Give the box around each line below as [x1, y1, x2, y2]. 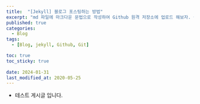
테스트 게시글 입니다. [14, 92, 63, 99]
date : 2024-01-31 [6, 69, 49, 75]
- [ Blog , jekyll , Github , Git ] [11, 42, 89, 48]
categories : [6, 25, 36, 31]
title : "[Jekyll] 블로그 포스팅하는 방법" [6, 8, 103, 15]
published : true [6, 20, 46, 26]
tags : [6, 36, 20, 42]
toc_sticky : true [6, 58, 49, 64]
